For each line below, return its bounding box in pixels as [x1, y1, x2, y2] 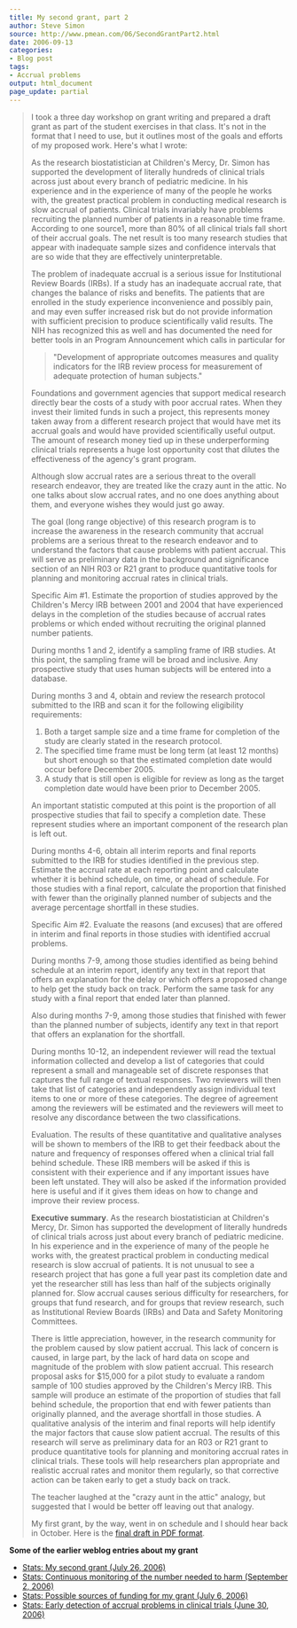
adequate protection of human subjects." [52, 370, 203, 381]
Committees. [30, 1316, 78, 1327]
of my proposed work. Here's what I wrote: [30, 139, 188, 151]
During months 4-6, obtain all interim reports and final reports [30, 845, 257, 856]
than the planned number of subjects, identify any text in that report [30, 1019, 279, 1029]
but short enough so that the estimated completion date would [43, 755, 272, 765]
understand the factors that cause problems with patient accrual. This [30, 544, 286, 555]
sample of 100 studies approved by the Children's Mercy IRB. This [30, 1380, 272, 1390]
